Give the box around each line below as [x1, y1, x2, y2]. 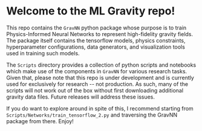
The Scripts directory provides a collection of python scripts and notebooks [6, 61, 197, 69]
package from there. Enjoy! [6, 117, 74, 124]
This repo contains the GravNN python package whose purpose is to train [6, 24, 187, 31]
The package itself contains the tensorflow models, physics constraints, [6, 37, 186, 44]
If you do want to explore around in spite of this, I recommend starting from [6, 105, 194, 112]
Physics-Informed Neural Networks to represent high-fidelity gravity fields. [6, 30, 194, 37]
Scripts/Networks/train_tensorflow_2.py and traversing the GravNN [6, 111, 178, 118]
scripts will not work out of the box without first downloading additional [6, 87, 183, 94]
